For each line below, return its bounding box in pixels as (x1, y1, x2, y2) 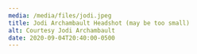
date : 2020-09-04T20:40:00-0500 (8, 33, 115, 42)
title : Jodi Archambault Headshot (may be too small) (8, 19, 191, 27)
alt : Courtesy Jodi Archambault (8, 26, 115, 34)
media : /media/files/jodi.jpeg (8, 11, 112, 20)
